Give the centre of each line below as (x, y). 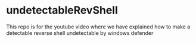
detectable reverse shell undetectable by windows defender (80, 33)
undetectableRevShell (62, 10)
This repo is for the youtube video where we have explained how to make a (98, 27)
